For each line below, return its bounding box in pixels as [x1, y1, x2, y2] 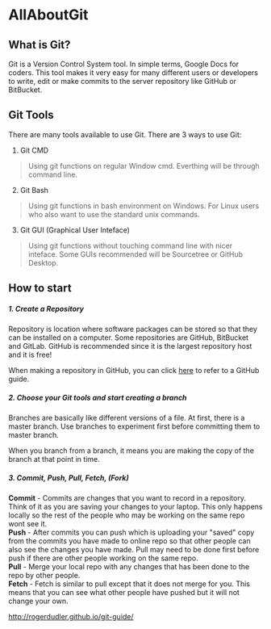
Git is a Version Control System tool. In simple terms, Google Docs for [8, 59, 240, 69]
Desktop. [27, 258, 59, 267]
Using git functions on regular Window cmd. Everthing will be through [27, 161, 260, 170]
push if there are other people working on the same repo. [8, 553, 199, 563]
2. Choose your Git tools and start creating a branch [8, 392, 187, 402]
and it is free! [8, 350, 52, 360]
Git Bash [19, 185, 48, 195]
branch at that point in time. [8, 455, 100, 464]
